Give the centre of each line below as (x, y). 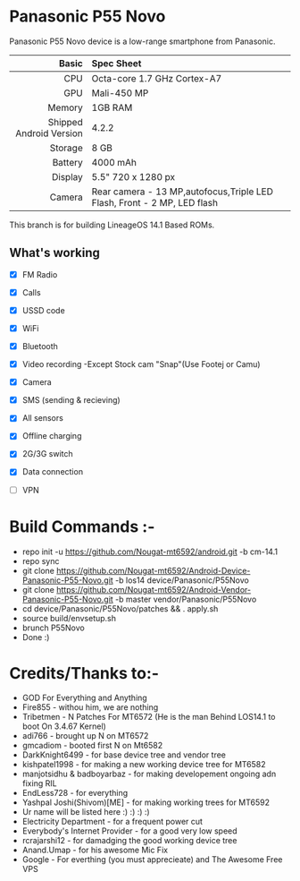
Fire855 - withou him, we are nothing (90, 707)
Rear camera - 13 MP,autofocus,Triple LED (183, 192)
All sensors (43, 418)
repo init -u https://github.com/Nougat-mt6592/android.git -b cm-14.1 (150, 552)
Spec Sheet (117, 63)
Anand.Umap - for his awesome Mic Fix (95, 850)
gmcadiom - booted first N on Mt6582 (92, 746)
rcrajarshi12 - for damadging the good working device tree (129, 841)
